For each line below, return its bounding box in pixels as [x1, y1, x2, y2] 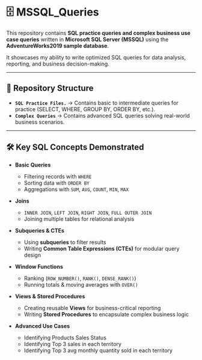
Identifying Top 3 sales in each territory [23, 340, 122, 347]
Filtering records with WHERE [23, 172, 92, 180]
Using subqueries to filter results [23, 239, 106, 246]
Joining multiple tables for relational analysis [23, 215, 135, 222]
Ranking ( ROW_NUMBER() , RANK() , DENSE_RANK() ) [23, 275, 136, 282]
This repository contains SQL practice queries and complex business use [6, 29, 191, 37]
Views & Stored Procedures [14, 293, 85, 300]
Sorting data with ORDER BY [23, 179, 90, 186]
